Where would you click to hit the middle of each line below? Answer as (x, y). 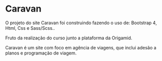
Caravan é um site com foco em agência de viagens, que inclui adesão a (81, 47)
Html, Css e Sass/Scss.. (30, 28)
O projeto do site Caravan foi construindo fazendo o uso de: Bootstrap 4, (81, 23)
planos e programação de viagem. (41, 53)
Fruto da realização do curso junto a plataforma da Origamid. (69, 38)
